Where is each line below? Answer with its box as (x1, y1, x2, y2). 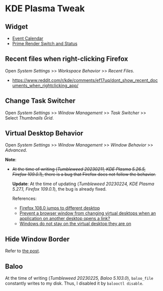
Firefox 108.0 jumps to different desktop (19, 205, 100, 211)
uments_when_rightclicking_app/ (12, 82, 79, 88)
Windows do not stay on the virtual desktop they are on (19, 221, 131, 227)
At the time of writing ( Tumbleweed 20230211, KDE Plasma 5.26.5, (12, 166, 146, 172)
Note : (5, 157, 17, 163)
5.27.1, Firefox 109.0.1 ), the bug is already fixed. (12, 186, 107, 192)
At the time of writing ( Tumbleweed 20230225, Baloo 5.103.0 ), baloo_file (5, 275, 153, 281)
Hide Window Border (5, 235, 70, 243)
